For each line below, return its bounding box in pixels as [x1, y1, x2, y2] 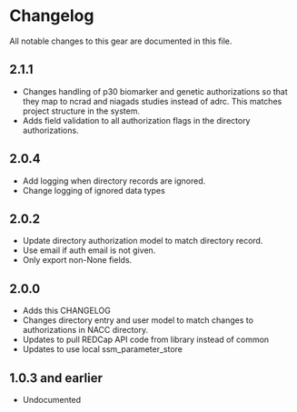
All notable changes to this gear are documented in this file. [9, 35, 233, 46]
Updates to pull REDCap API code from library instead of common [22, 334, 270, 346]
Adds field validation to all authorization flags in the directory [22, 115, 251, 126]
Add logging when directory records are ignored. [22, 175, 206, 186]
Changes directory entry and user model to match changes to [22, 315, 254, 326]
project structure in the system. [22, 106, 141, 116]
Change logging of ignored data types [22, 185, 165, 196]
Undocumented [22, 395, 82, 405]
